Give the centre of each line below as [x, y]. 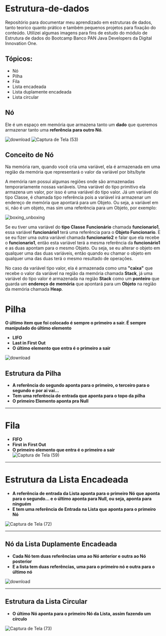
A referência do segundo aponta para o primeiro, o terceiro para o [81, 385]
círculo [20, 619]
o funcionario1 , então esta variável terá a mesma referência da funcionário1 [83, 243]
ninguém [21, 504]
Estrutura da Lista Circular [46, 602]
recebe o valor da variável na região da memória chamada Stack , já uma [79, 273]
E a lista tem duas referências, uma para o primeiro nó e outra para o [83, 566]
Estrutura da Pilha [33, 373]
